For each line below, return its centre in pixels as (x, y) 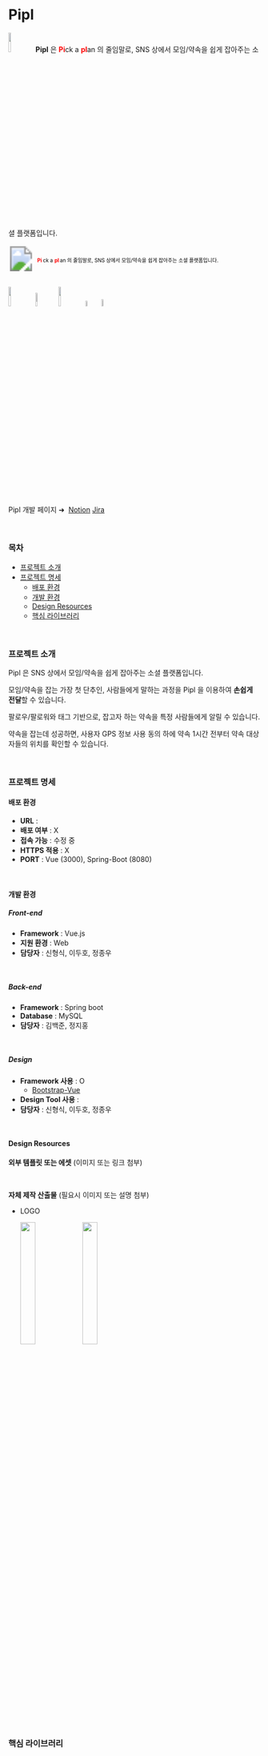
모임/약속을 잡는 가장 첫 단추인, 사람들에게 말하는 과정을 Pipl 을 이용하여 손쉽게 (131, 689)
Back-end (25, 987)
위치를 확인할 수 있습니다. (69, 744)
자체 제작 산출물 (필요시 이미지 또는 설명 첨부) (79, 1195)
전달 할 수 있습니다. (37, 700)
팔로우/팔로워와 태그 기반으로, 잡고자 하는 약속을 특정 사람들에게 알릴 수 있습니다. (134, 716)
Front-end (25, 913)
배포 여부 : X (39, 831)
